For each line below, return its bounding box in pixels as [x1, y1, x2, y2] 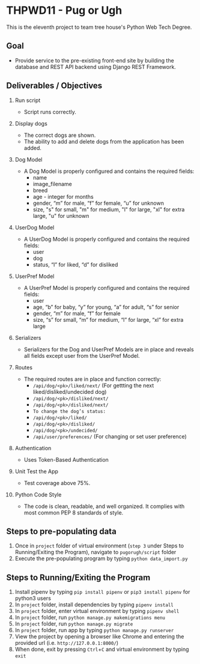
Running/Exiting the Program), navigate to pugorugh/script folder [14, 549, 177, 556]
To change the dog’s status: [32, 408, 106, 414]
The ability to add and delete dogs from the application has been [23, 137, 184, 145]
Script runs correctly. [23, 108, 77, 115]
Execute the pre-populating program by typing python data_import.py [14, 555, 188, 562]
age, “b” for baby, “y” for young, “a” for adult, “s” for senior [32, 303, 180, 310]
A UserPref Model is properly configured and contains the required [23, 284, 190, 291]
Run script [14, 97, 41, 104]
